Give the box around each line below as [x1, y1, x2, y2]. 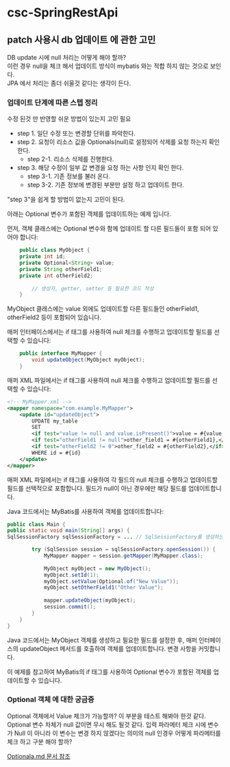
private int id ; [19, 253, 66, 260]
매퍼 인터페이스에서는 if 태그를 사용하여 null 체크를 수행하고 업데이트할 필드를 [7, 328, 213, 336]
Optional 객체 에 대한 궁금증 [7, 695, 94, 705]
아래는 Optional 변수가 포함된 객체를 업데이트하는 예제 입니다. [7, 210, 172, 218]
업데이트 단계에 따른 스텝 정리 [7, 97, 98, 107]
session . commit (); [43, 604, 97, 611]
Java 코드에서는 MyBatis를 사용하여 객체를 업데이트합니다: [7, 507, 164, 515]
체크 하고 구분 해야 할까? [7, 737, 73, 746]
